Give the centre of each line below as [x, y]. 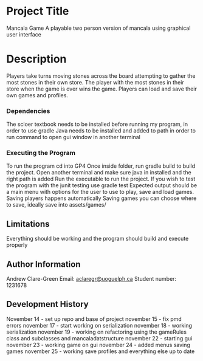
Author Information [43, 264]
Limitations [28, 224]
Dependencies [28, 111]
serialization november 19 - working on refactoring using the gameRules [97, 332]
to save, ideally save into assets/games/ [56, 205]
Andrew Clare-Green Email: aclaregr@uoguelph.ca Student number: [91, 279]
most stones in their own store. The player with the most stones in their [95, 82]
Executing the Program [41, 153]
